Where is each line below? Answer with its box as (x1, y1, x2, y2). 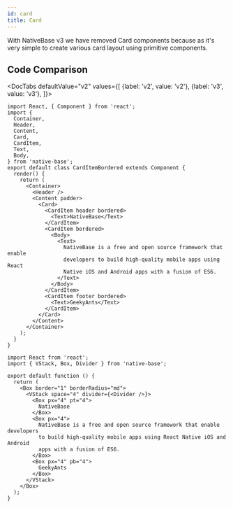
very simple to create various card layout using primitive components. (7, 43, 208, 52)
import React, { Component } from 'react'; (7, 103, 136, 111)
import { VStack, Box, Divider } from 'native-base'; (7, 360, 167, 367)
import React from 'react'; (7, 354, 89, 361)
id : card (7, 10, 33, 17)
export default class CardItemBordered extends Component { (7, 164, 186, 171)
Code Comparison (7, 64, 89, 76)
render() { (13, 171, 45, 178)
